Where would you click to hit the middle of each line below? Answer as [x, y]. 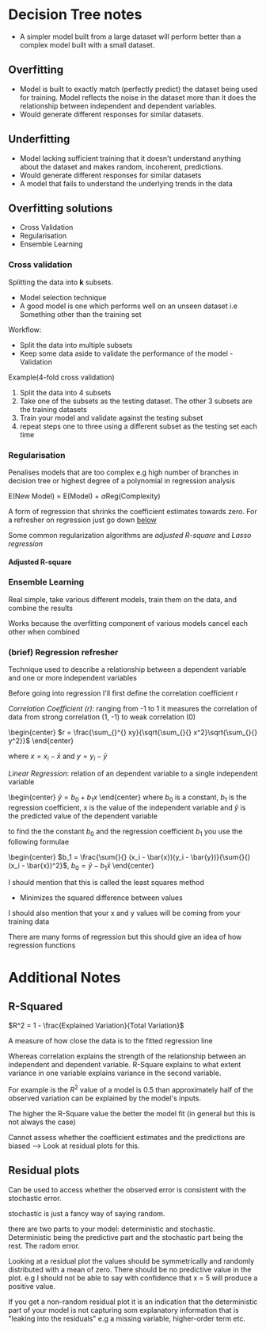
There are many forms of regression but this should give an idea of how [125, 937]
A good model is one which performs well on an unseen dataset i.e [129, 306]
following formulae [39, 841]
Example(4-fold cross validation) [61, 377]
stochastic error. [35, 1198]
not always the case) [42, 1122]
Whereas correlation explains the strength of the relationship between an [127, 1056]
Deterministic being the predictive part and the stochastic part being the [126, 1237]
